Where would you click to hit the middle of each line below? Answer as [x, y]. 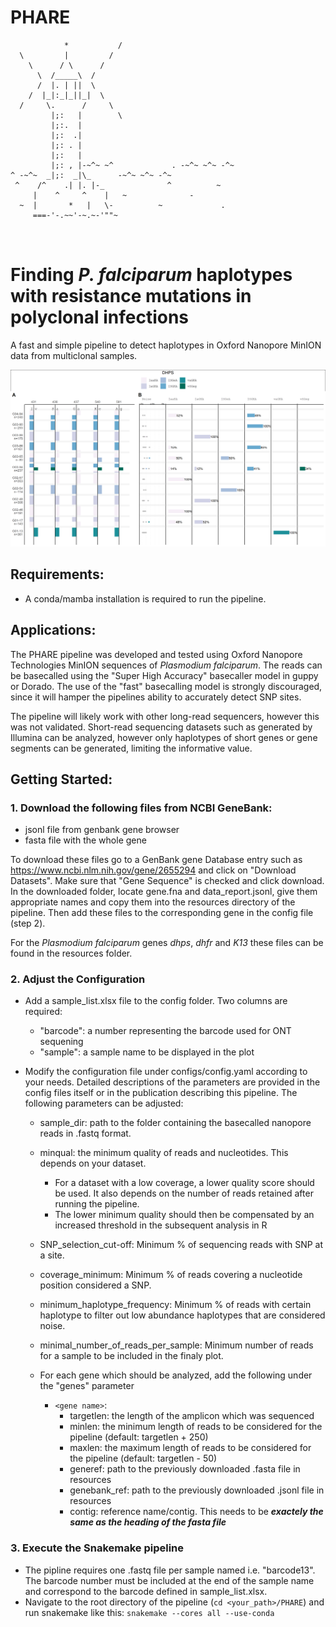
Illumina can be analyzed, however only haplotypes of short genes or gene [164, 737]
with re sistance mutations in [131, 296]
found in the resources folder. [71, 953]
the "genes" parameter [87, 1386]
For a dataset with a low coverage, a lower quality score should [184, 1183]
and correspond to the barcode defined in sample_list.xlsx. [146, 1591]
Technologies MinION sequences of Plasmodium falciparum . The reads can [166, 665]
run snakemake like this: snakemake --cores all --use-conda [149, 1612]
